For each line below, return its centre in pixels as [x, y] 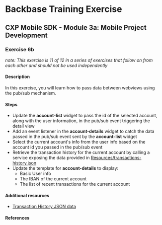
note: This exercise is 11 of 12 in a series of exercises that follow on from [79, 60]
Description [18, 77]
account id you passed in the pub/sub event [57, 147]
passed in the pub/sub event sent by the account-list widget [75, 137]
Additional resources [27, 195]
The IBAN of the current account [53, 179]
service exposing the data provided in [51, 158]
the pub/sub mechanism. [31, 93]
